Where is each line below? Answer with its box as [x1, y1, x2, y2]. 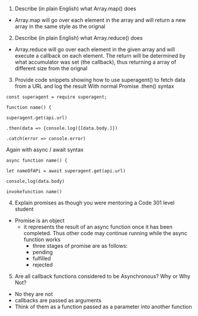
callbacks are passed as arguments [14, 297, 102, 304]
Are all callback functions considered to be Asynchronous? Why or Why [14, 273, 191, 280]
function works [23, 236, 61, 243]
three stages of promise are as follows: [32, 242, 128, 249]
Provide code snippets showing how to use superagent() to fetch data [14, 77, 186, 83]
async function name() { [6, 157, 68, 163]
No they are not [14, 290, 53, 298]
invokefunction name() [6, 189, 62, 195]
